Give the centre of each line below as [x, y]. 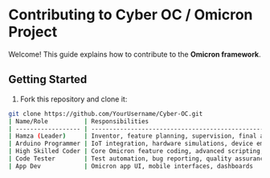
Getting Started [48, 79]
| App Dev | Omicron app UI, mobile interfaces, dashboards [131, 166]
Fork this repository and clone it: [74, 99]
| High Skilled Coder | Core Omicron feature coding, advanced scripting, [136, 151]
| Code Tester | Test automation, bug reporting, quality [120, 159]
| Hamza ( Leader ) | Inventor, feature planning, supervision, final [133, 136]
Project [33, 32]
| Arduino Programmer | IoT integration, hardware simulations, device [131, 144]
